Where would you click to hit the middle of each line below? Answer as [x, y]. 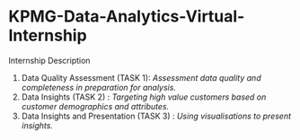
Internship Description [49, 60]
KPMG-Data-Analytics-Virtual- [127, 17]
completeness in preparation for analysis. [99, 87]
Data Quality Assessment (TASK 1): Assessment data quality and [141, 77]
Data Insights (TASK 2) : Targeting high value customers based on [144, 97]
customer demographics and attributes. [95, 106]
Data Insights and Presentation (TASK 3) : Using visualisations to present [156, 116]
